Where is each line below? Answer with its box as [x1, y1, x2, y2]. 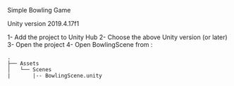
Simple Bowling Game [7, 6, 71, 14]
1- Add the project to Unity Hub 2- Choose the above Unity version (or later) [7, 33, 228, 41]
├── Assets [7, 60, 39, 67]
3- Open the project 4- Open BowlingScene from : [7, 41, 153, 48]
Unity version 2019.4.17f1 [7, 20, 80, 27]
